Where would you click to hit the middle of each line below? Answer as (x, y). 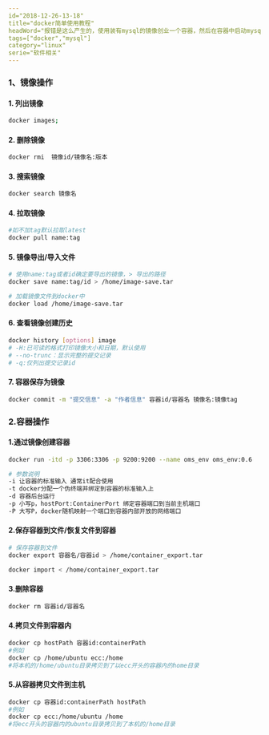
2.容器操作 (29, 422)
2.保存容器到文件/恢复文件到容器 (62, 531)
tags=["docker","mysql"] (50, 38)
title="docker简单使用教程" (51, 23)
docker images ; (34, 121)
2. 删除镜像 (27, 139)
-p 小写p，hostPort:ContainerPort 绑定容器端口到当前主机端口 (104, 504)
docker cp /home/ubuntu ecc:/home (66, 658)
